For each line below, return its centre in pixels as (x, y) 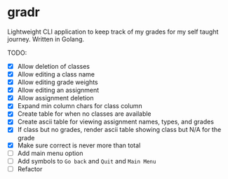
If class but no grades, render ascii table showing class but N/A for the (119, 130)
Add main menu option (50, 153)
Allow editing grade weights (58, 82)
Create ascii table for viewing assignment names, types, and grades (115, 122)
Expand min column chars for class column (80, 106)
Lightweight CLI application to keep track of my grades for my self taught (113, 32)
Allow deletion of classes (53, 66)
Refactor (30, 168)
